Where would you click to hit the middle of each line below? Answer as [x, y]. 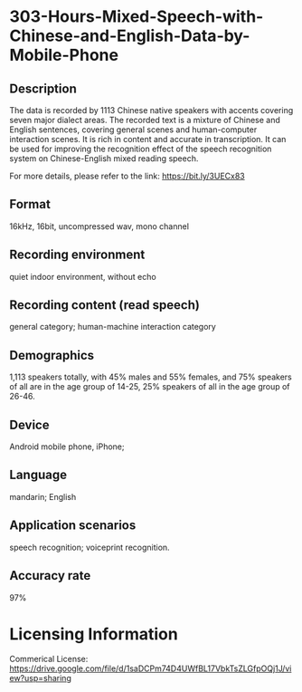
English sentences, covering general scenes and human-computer [133, 130]
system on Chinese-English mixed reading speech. [104, 159]
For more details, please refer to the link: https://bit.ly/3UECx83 [127, 176]
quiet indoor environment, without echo [83, 276]
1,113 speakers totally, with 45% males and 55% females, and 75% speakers [151, 377]
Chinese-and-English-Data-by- [130, 36]
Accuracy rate [50, 576]
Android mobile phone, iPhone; [67, 447]
